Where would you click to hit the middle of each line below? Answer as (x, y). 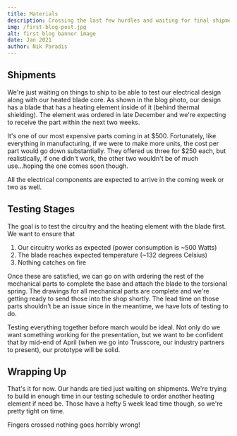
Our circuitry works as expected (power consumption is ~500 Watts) (117, 247)
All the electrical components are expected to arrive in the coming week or (116, 179)
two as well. (25, 187)
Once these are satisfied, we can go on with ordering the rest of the (106, 276)
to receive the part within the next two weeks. (74, 122)
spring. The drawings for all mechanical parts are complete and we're (108, 291)
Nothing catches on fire (52, 262)
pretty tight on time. (36, 411)
